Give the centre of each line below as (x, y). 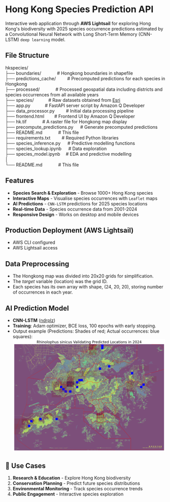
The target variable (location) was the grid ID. (60, 281)
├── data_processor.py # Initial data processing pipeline (70, 111)
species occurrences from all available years (52, 94)
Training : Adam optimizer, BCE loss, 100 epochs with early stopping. (84, 326)
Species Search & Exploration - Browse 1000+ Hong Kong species (83, 193)
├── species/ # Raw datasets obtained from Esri (63, 100)
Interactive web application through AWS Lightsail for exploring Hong (78, 23)
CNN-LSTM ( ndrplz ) (34, 320)
